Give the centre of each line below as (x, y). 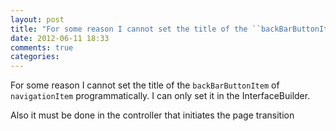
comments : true (42, 47)
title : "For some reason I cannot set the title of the (129, 29)
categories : (35, 57)
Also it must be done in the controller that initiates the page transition (152, 115)
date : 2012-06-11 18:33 (60, 38)
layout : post (37, 19)
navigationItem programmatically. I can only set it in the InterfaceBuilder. (160, 96)
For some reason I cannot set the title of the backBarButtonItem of (145, 85)
